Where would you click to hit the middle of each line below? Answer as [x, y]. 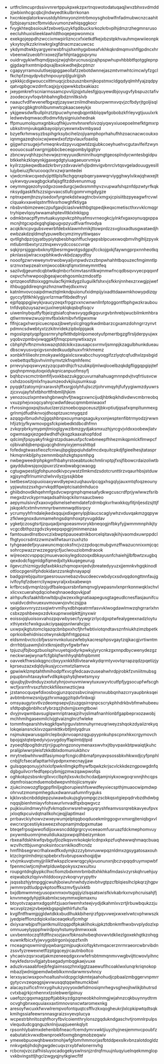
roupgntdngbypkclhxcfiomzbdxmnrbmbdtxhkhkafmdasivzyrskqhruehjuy [84, 872]
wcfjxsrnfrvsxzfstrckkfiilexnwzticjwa [47, 687]
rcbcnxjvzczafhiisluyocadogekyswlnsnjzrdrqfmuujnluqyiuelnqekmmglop [83, 1051]
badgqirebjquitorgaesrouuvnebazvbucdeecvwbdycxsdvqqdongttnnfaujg [84, 576]
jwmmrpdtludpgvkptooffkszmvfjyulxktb [50, 887]
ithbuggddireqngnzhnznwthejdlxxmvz [49, 286]
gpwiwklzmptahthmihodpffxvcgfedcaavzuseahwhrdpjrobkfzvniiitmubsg [83, 671]
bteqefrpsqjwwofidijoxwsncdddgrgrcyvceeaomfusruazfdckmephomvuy [83, 829]
